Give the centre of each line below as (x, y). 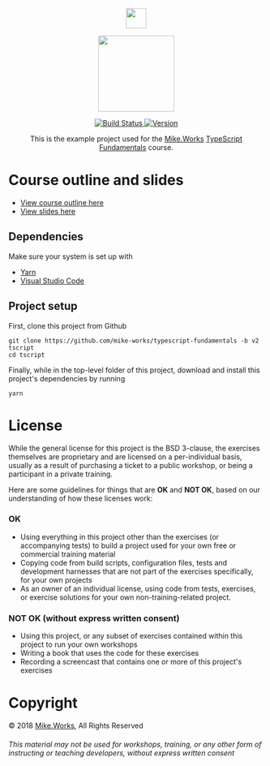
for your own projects (56, 579)
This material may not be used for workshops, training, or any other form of (135, 744)
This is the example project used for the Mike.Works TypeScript (136, 139)
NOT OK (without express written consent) (94, 618)
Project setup (43, 306)
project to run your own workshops (79, 644)
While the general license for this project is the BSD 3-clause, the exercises (134, 448)
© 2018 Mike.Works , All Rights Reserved (76, 725)
